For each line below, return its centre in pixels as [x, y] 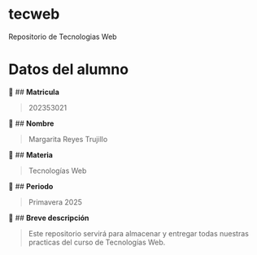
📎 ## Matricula [34, 92]
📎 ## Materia [30, 154]
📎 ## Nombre [31, 123]
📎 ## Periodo [31, 186]
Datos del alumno [68, 69]
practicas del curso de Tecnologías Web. [97, 242]
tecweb [34, 14]
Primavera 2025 [55, 202]
